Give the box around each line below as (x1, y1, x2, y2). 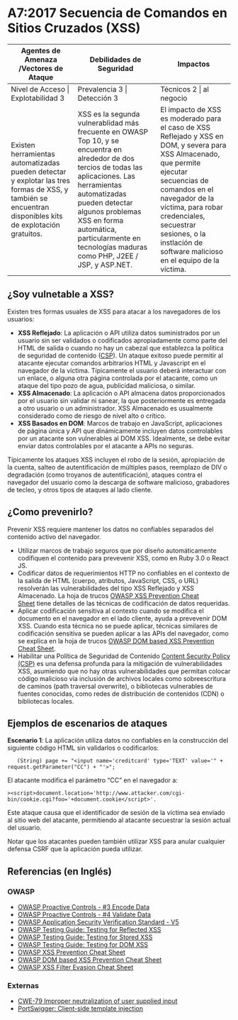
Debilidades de (89, 55, 142, 65)
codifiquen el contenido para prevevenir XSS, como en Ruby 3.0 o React (17, 553, 229, 562)
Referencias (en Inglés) (7, 865, 112, 877)
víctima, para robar (160, 202, 223, 212)
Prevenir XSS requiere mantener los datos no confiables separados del (7, 525, 214, 533)
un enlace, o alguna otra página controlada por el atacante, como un (17, 374, 217, 382)
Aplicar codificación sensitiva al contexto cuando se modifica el (17, 606, 204, 615)
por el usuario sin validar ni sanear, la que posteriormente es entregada (17, 396, 226, 405)
